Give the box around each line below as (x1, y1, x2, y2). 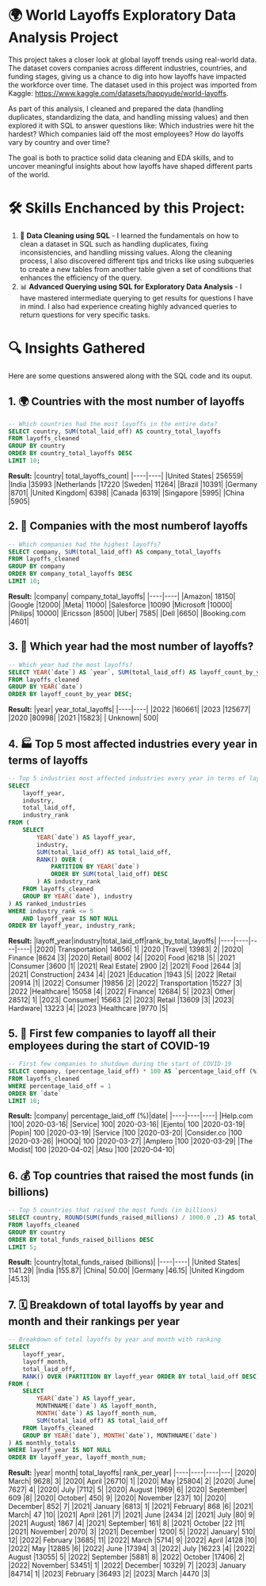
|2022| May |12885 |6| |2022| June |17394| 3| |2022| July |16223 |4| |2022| (8, 1544, 256, 1553)
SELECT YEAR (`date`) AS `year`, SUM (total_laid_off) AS (8, 668, 196, 676)
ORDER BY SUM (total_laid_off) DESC (50, 870, 169, 879)
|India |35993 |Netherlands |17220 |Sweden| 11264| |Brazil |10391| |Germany (8, 479, 258, 488)
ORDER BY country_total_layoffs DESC (8, 450, 133, 458)
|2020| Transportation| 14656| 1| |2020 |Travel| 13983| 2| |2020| (33, 944, 244, 954)
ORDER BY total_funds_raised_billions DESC (8, 1235, 154, 1243)
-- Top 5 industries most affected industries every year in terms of (8, 774, 246, 782)
